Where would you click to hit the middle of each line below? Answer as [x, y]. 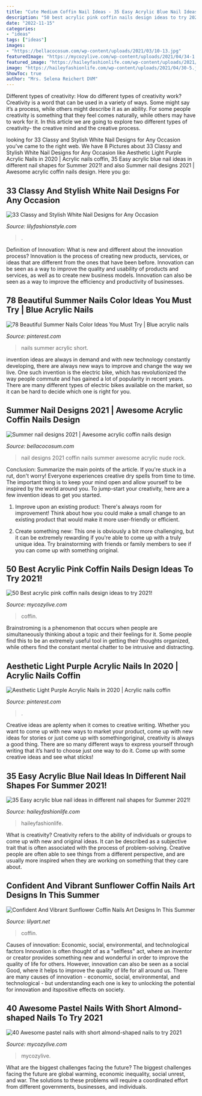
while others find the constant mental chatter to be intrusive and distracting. [100, 647]
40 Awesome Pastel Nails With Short [76, 1008]
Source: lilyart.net [28, 921]
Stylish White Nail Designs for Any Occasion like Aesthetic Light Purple [94, 153]
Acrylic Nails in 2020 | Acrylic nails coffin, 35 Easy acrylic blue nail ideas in [99, 159]
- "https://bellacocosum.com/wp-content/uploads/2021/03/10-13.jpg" [94, 51]
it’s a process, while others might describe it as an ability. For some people [99, 109]
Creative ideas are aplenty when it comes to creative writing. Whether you [98, 725]
